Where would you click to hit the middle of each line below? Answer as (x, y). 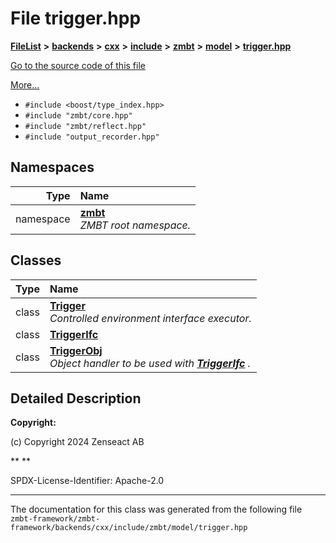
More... (25, 84)
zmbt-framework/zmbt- (55, 519)
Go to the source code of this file (78, 65)
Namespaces (52, 167)
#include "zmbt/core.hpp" (78, 115)
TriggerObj (76, 350)
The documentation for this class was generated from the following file (156, 509)
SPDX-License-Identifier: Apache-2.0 (87, 481)
